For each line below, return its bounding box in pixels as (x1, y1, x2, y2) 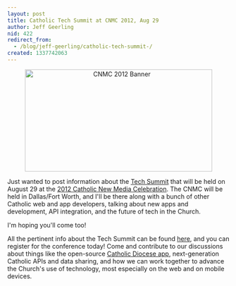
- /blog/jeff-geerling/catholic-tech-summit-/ (13, 43, 153, 50)
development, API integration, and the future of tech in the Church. (7, 207, 201, 216)
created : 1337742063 (7, 50, 68, 57)
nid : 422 (7, 30, 33, 37)
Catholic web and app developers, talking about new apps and (7, 199, 189, 208)
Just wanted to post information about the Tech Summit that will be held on (7, 177, 225, 185)
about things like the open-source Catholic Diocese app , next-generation (7, 249, 220, 258)
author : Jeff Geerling (7, 23, 74, 30)
